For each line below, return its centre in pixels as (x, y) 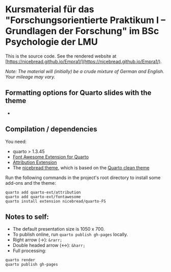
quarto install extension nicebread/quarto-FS (56, 201)
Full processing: (29, 251)
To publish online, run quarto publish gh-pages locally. (70, 234)
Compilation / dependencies (51, 129)
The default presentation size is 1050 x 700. (59, 229)
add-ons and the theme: (31, 183)
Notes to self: (27, 217)
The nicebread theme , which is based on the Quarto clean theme (81, 167)
